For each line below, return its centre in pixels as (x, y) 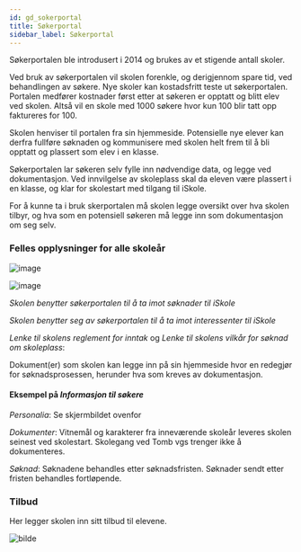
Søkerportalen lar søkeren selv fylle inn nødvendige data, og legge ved (140, 169)
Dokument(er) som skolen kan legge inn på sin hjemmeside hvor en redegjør (151, 364)
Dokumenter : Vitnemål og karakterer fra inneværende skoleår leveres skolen (150, 432)
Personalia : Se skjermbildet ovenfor (75, 414)
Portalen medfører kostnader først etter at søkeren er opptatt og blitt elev (145, 96)
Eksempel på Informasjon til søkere (76, 395)
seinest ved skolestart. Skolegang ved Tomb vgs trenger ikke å (126, 441)
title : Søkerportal (46, 26)
